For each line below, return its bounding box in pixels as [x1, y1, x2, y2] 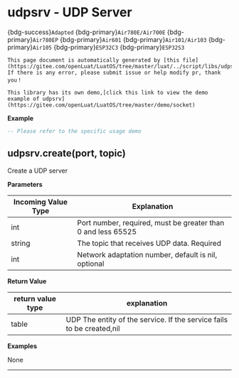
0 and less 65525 [77, 227, 137, 237]
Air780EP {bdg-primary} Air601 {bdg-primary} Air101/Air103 [32, 35, 207, 43]
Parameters [7, 180, 43, 188]
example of [7, 95, 40, 102]
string [11, 238, 31, 248]
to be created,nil [65, 323, 120, 333]
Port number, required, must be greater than [77, 217, 225, 227]
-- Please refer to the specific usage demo [7, 127, 142, 135]
